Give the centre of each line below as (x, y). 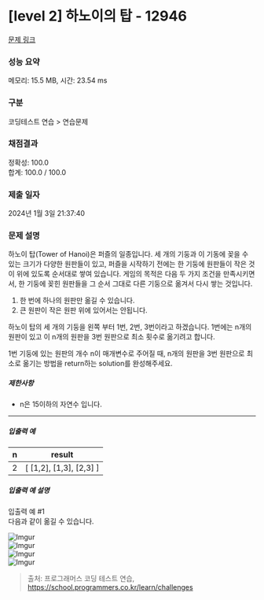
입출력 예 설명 (29, 490)
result (62, 455)
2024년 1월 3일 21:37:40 (46, 213)
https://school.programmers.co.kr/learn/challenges (110, 587)
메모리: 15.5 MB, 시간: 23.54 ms (58, 80)
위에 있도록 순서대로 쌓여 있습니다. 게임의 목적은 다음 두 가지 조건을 (119, 274)
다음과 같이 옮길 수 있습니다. (51, 521)
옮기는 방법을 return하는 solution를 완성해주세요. (97, 364)
